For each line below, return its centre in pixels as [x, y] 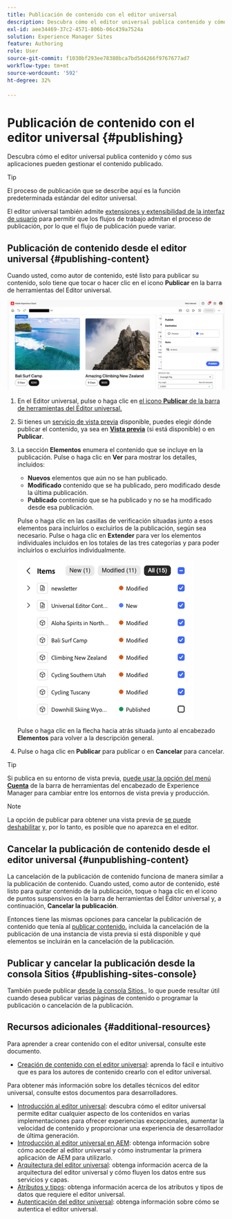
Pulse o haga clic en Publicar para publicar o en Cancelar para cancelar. [121, 752]
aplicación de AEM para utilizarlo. [65, 1157]
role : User [23, 51]
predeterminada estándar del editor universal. [72, 198]
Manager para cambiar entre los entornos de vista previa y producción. [108, 793]
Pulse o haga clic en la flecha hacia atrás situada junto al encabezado [116, 731]
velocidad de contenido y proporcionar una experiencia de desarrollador [120, 1128]
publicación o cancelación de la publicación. [70, 1005]
